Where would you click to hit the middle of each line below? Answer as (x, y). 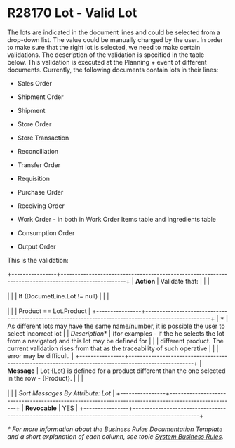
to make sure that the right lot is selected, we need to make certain (104, 47)
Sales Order (35, 83)
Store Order (34, 124)
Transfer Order (39, 165)
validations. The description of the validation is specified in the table (106, 55)
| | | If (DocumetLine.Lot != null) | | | (58, 296)
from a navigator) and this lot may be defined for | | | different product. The (116, 341)
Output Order (36, 246)
